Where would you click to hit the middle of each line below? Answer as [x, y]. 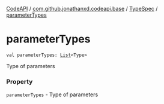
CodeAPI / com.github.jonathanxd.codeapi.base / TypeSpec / [82, 9]
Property [20, 81]
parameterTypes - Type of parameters [52, 94]
